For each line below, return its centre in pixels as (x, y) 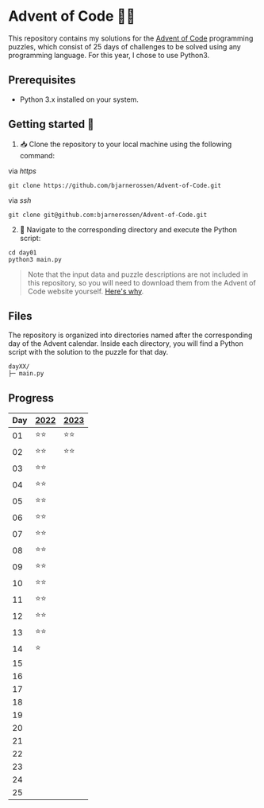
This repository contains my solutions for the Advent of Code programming (131, 38)
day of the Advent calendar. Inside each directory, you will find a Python (126, 344)
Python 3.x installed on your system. (79, 99)
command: (37, 155)
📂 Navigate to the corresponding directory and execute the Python (128, 229)
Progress (31, 398)
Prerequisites (42, 80)
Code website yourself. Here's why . (86, 291)
